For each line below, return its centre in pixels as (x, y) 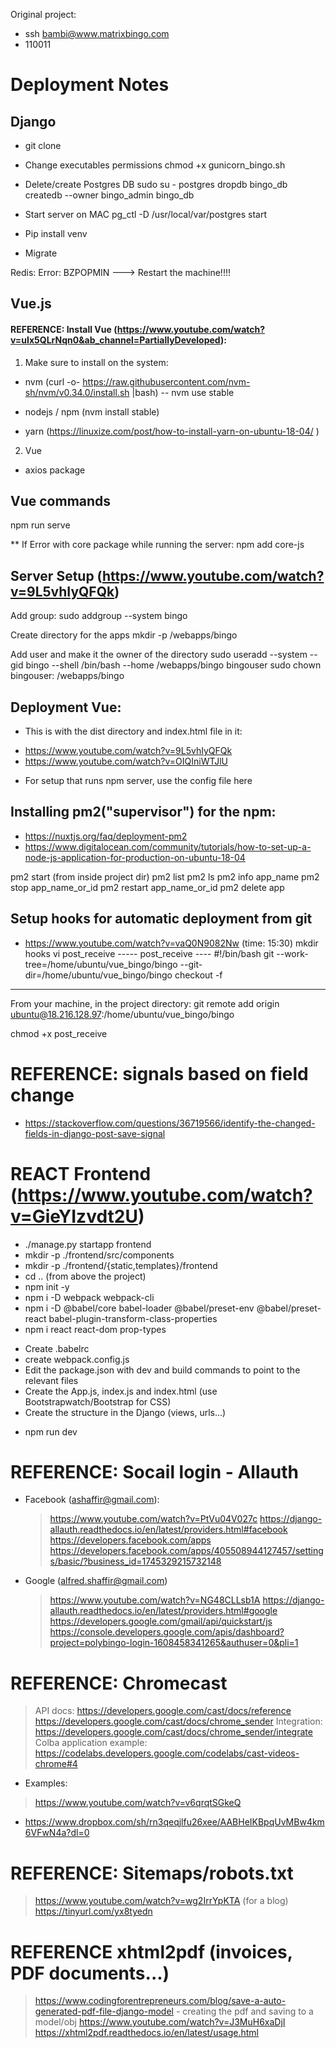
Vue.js (31, 304)
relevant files (51, 1380)
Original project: (43, 14)
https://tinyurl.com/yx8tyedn (93, 1911)
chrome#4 (56, 1764)
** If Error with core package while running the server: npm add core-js (157, 545)
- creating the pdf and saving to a (244, 2011)
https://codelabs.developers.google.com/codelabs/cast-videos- (167, 1753)
